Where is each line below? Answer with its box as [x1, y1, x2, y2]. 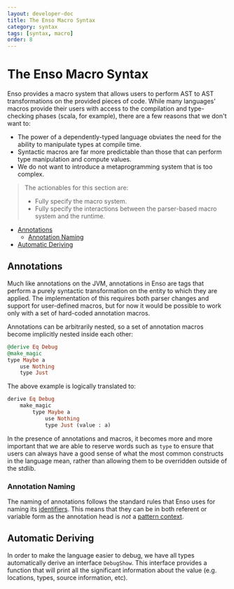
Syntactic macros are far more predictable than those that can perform [17, 148, 222, 156]
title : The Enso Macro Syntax [7, 17, 96, 24]
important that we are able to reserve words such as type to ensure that [7, 441, 214, 450]
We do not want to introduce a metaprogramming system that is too [17, 162, 213, 171]
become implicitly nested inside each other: [7, 329, 133, 338]
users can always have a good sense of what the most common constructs [7, 449, 224, 457]
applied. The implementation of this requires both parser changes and [7, 294, 209, 302]
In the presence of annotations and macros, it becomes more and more [7, 434, 213, 443]
